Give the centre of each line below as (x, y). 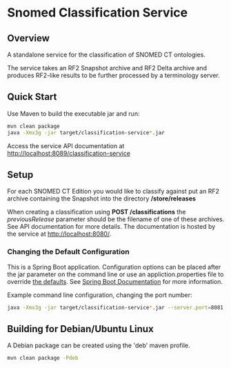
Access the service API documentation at (66, 145)
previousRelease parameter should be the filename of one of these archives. (116, 219)
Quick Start (32, 97)
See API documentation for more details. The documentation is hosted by (111, 227)
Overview (29, 38)
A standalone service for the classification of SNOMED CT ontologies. (106, 54)
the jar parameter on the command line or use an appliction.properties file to (115, 274)
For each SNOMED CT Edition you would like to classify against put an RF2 (113, 192)
